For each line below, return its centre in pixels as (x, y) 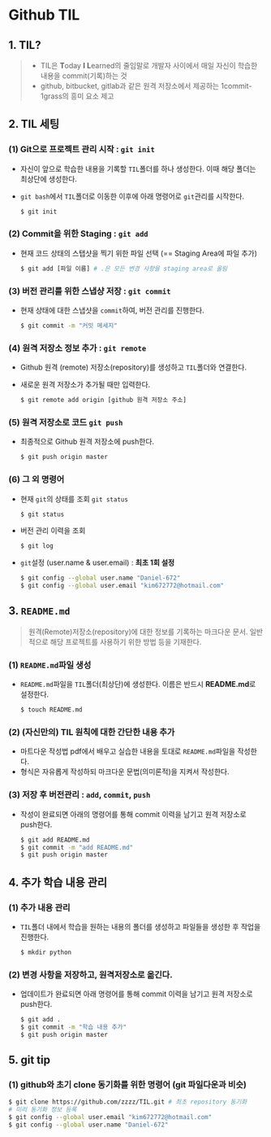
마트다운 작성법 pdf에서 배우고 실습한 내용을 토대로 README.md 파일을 (128, 751)
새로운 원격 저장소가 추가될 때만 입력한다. (85, 385)
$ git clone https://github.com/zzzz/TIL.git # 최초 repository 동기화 (128, 1102)
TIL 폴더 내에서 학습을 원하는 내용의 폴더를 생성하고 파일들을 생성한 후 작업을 (140, 926)
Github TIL (44, 15)
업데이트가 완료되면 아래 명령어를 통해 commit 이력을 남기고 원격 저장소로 (136, 994)
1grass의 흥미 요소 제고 (77, 96)
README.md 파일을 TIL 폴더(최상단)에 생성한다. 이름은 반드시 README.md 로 (138, 684)
